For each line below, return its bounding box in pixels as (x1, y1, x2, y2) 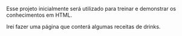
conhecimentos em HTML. (6, 11, 73, 19)
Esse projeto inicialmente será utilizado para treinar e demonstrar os (6, 5, 177, 12)
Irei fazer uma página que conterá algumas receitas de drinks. (6, 23, 161, 30)
